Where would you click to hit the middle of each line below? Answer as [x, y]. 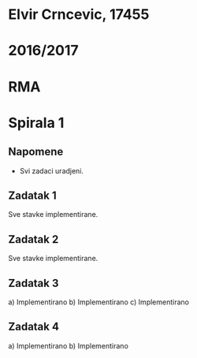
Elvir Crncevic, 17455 [79, 15]
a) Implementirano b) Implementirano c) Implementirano [98, 302]
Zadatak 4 [33, 327]
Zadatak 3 [33, 283]
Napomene [36, 152]
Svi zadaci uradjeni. [52, 170]
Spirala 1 [36, 123]
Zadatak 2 [33, 239]
